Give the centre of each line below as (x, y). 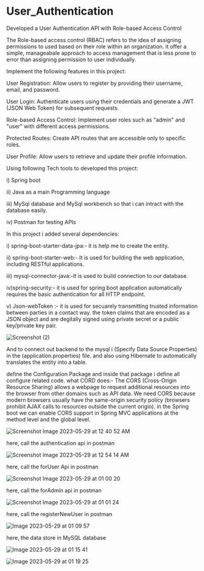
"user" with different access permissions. (58, 126)
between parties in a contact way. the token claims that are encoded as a (98, 312)
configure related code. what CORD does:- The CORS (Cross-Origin (91, 380)
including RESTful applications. (45, 264)
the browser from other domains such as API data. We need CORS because (101, 393)
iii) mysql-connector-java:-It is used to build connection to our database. (97, 275)
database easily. (27, 210)
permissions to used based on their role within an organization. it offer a (97, 46)
